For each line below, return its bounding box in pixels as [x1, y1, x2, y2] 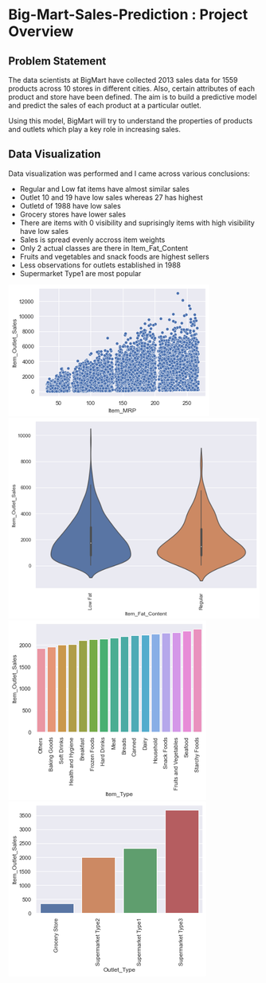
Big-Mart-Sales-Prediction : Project [8, 6, 248, 24]
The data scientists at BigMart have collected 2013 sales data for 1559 [8, 76, 238, 84]
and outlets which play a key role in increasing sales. [8, 125, 182, 134]
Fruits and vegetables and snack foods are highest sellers [19, 252, 209, 261]
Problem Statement [8, 54, 107, 68]
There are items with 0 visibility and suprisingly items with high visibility [19, 217, 255, 228]
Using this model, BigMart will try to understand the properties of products [8, 116, 253, 125]
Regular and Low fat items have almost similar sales [19, 184, 190, 193]
